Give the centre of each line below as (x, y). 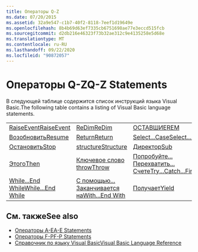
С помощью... (96, 181)
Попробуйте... (153, 156)
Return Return (95, 137)
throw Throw (93, 167)
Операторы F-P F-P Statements (53, 237)
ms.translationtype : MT (35, 39)
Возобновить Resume (39, 137)
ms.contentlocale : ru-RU (37, 45)
